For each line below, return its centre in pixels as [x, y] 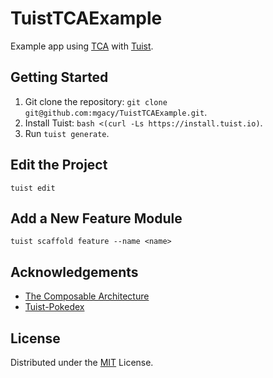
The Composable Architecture [87, 296]
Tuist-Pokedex [54, 307]
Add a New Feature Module [96, 218]
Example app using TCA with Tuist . [82, 46]
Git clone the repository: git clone [96, 101]
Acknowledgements [74, 272]
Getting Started [59, 77]
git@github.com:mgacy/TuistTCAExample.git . [116, 112]
